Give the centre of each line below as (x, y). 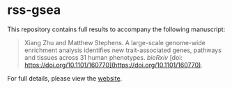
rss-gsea (34, 10)
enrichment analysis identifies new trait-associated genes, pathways (123, 50)
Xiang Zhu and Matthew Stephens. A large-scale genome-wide (115, 42)
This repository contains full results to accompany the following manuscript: (116, 29)
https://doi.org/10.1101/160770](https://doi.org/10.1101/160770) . (114, 65)
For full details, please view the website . (65, 78)
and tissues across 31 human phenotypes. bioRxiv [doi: (103, 57)
